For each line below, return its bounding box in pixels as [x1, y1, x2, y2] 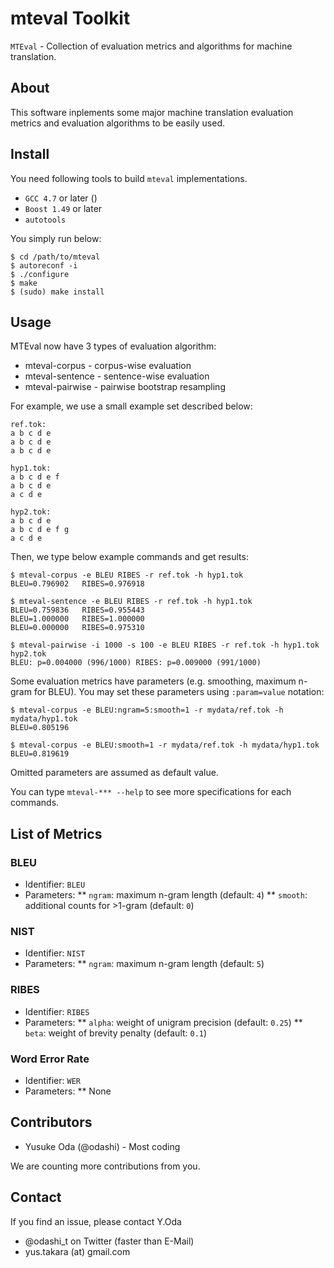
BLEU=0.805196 [10, 723, 70, 733]
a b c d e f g [10, 525, 70, 535]
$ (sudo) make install [10, 287, 105, 297]
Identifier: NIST [24, 947, 86, 959]
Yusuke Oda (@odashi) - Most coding [24, 1140, 181, 1152]
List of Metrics [10, 825, 103, 842]
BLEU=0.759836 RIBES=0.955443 [10, 605, 145, 616]
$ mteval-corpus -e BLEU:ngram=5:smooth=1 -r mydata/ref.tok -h [10, 705, 284, 716]
